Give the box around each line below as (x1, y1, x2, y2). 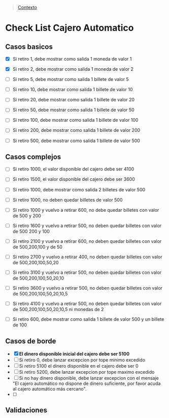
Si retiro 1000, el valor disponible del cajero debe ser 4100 (12, 166, 134, 172)
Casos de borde (5, 337, 56, 345)
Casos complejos (5, 152, 61, 161)
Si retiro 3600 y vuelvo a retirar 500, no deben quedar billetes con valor (12, 285, 163, 291)
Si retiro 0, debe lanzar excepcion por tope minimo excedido (19, 356, 146, 363)
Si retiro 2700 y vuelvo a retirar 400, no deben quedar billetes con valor (12, 254, 162, 260)
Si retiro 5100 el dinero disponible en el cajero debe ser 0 (19, 363, 139, 369)
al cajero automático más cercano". (12, 385, 87, 392)
